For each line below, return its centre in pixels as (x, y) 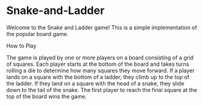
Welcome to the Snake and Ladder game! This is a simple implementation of (102, 27)
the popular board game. (37, 34)
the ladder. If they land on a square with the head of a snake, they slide (95, 83)
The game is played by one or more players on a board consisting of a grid (100, 57)
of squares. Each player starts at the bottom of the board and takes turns (98, 64)
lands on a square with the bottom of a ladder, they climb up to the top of (98, 77)
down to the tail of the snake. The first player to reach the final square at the (102, 90)
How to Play (21, 46)
